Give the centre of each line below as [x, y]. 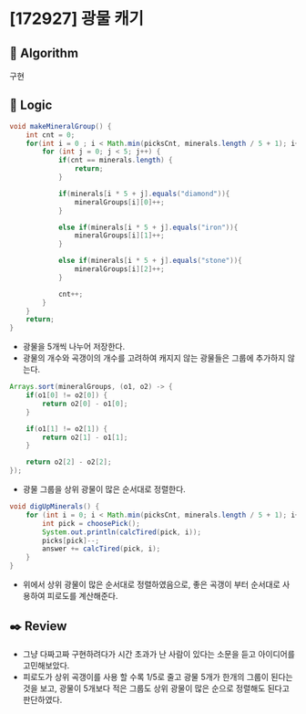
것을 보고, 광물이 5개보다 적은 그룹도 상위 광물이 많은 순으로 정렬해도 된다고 [156, 688]
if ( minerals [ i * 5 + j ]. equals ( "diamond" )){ [144, 194]
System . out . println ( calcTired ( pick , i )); [122, 532]
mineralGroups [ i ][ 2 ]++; [120, 269]
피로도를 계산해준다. [82, 596]
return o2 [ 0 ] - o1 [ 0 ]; [85, 404]
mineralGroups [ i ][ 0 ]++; [120, 202]
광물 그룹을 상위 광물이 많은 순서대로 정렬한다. [104, 489]
